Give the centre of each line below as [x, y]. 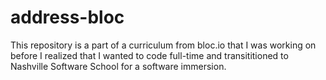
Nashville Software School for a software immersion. [118, 66]
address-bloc [67, 17]
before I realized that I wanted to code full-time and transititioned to [149, 55]
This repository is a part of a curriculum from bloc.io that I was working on [163, 45]
